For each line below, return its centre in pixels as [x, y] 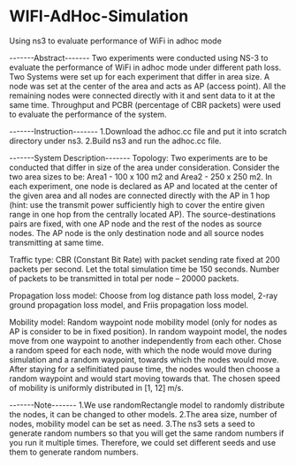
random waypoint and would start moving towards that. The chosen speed [145, 378]
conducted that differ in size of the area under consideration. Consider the [144, 167]
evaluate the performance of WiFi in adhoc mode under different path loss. [145, 67]
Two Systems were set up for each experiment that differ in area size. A [140, 76]
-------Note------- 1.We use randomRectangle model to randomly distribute [147, 405]
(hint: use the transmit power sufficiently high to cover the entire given [137, 204]
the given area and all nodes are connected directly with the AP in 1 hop [140, 195]
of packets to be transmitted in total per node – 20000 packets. [124, 278]
